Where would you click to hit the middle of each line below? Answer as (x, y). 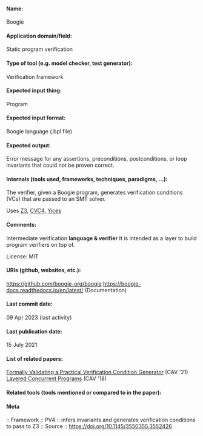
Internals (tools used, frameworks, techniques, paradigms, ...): (87, 179)
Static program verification (40, 49)
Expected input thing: (34, 90)
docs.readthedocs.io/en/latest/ (45, 290)
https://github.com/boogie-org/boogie (54, 283)
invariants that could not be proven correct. (60, 165)
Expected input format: (36, 118)
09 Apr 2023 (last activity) (39, 318)
